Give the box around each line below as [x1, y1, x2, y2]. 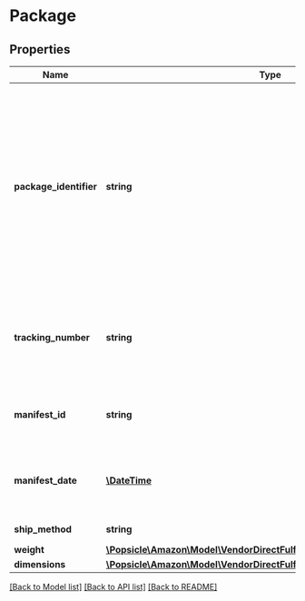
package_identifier [14, 181, 98, 192]
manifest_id [14, 409, 66, 420]
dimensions [14, 558, 66, 570]
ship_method [14, 523, 73, 536]
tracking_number [14, 331, 91, 343]
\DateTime [105, 474, 152, 487]
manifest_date [14, 474, 77, 487]
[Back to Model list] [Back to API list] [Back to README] [9, 582, 218, 592]
